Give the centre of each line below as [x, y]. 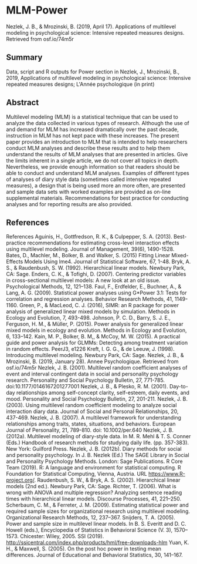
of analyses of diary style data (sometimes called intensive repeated [89, 179]
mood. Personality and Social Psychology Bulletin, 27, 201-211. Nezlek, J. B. [97, 399]
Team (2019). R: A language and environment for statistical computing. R [94, 468]
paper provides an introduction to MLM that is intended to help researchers [97, 142]
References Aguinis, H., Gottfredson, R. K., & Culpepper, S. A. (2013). [89, 237]
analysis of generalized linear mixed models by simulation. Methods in [91, 311]
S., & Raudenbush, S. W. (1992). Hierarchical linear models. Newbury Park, [96, 268]
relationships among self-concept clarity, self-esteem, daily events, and [103, 393]
